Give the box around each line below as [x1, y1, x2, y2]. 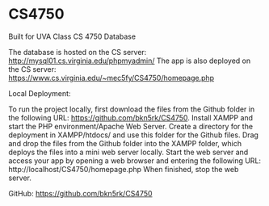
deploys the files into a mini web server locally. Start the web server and [8, 147, 249, 157]
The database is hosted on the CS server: [8, 47, 147, 57]
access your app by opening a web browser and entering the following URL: [8, 155, 261, 166]
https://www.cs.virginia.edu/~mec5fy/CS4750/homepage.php [8, 73, 215, 82]
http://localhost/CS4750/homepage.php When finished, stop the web [8, 164, 239, 174]
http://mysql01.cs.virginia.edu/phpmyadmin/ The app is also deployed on [8, 56, 251, 65]
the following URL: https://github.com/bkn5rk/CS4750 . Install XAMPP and [8, 112, 253, 122]
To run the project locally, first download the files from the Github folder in [8, 104, 255, 114]
